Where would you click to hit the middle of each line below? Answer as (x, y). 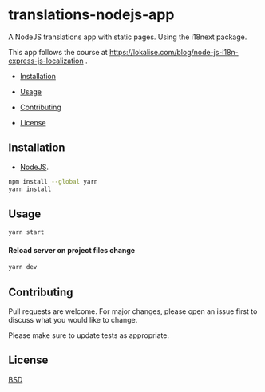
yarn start (26, 232)
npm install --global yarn (53, 181)
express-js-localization (46, 61)
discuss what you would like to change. (73, 320)
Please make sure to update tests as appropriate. (89, 335)
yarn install (30, 189)
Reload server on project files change (72, 250)
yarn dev (23, 267)
